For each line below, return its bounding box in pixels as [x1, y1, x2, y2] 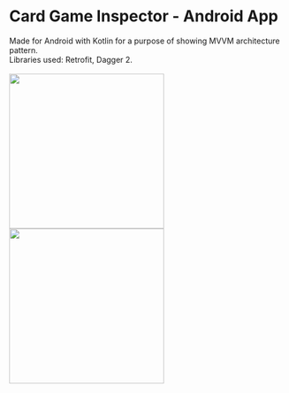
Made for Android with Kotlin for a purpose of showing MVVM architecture [9, 35, 280, 46]
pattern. [9, 44, 38, 55]
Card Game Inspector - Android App [9, 6, 278, 27]
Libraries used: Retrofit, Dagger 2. [9, 54, 133, 65]
